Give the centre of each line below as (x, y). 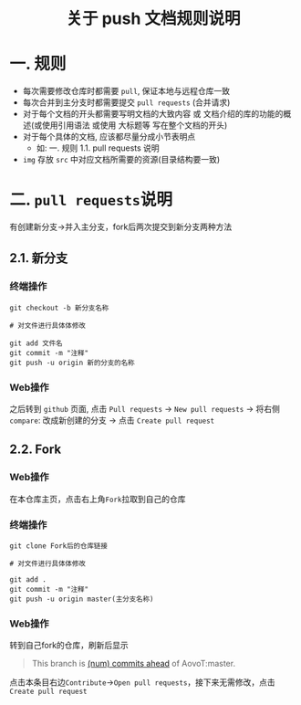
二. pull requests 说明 (91, 200)
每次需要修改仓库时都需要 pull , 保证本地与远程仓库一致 (126, 91)
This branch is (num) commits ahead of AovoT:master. (133, 664)
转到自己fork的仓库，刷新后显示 (69, 646)
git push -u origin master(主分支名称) (82, 599)
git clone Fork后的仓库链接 (58, 546)
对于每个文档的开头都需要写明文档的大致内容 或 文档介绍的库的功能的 (153, 114)
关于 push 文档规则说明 (153, 19)
